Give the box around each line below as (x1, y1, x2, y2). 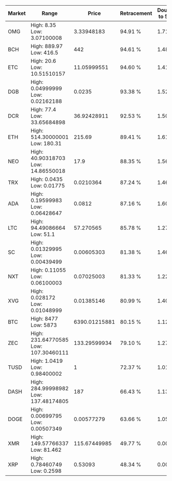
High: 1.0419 (30, 358, 63, 364)
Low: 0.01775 (30, 182, 65, 189)
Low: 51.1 (30, 231, 55, 237)
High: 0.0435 (30, 176, 63, 183)
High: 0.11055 (30, 267, 67, 273)
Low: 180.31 (30, 140, 62, 147)
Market (8, 10, 26, 17)
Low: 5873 (30, 322, 57, 329)
